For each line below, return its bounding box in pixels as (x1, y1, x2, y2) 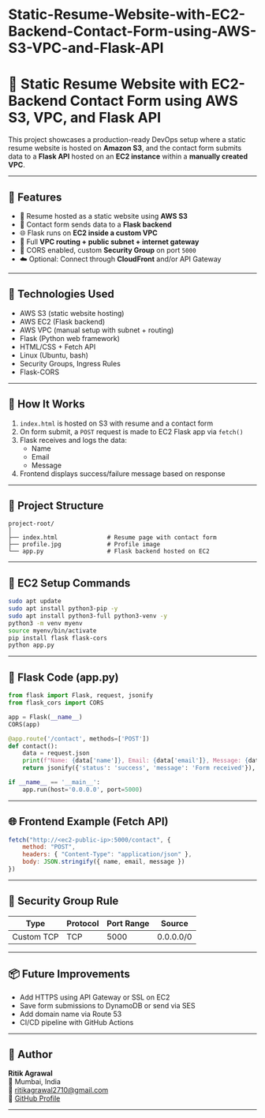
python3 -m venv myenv (8, 619, 83, 627)
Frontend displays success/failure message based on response (19, 468, 226, 478)
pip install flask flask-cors (8, 634, 108, 642)
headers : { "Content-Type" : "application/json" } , (22, 850, 192, 858)
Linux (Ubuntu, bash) (19, 350, 89, 360)
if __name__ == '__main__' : (8, 778, 101, 786)
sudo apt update (8, 598, 62, 606)
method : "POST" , (22, 843, 77, 851)
